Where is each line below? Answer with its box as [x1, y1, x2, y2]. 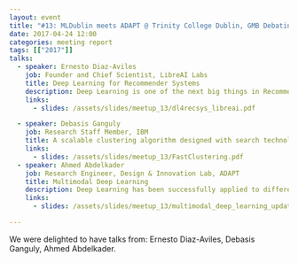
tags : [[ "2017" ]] [9, 46, 74, 55]
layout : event [9, 12, 62, 22]
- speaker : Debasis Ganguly [17, 120, 122, 128]
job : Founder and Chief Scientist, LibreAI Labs [25, 71, 208, 80]
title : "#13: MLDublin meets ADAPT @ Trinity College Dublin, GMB [9, 21, 260, 30]
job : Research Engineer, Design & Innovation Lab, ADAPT [25, 169, 240, 178]
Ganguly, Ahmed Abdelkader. [9, 243, 117, 253]
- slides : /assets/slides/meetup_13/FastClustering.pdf [32, 152, 244, 161]
